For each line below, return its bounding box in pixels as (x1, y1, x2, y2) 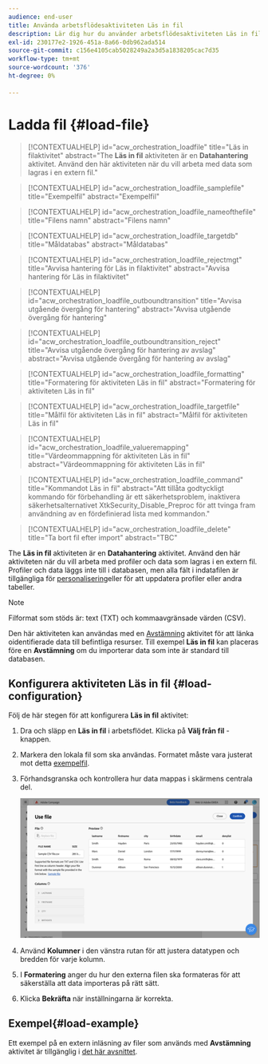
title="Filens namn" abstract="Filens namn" (27, 216, 171, 225)
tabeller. (8, 582, 35, 591)
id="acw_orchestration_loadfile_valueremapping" (27, 442, 189, 452)
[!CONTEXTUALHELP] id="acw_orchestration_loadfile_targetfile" (27, 401, 240, 411)
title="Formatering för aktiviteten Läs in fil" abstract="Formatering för (27, 378, 256, 387)
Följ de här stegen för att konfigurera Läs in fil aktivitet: (8, 710, 189, 720)
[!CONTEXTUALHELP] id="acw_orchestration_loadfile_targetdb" (27, 231, 239, 240)
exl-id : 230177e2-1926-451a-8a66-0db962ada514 (8, 38, 166, 46)
